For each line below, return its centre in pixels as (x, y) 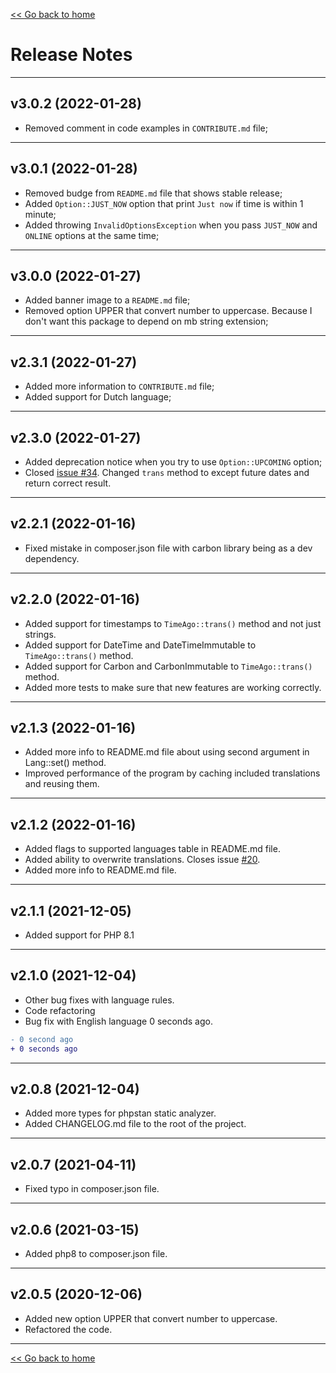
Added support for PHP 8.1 (79, 935)
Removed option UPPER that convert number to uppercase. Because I (168, 311)
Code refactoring (60, 1010)
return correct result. (68, 483)
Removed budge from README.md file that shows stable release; (153, 193)
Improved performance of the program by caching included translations (172, 773)
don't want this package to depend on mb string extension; (146, 321)
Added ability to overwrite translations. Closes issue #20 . (142, 860)
